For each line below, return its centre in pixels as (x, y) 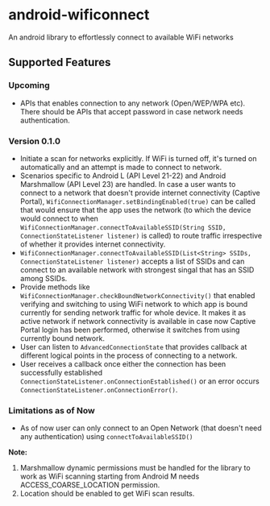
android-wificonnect (79, 15)
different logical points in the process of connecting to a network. (129, 355)
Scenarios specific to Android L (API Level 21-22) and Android (123, 176)
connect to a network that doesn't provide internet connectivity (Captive (140, 193)
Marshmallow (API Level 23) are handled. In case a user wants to (128, 184)
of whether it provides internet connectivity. (93, 244)
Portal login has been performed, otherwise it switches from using (130, 330)
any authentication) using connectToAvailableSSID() (106, 437)
